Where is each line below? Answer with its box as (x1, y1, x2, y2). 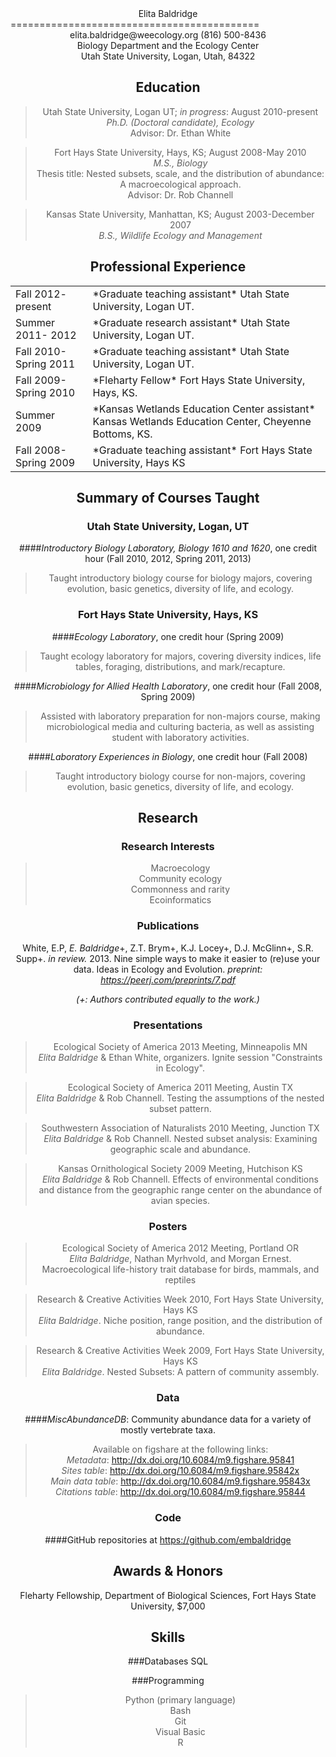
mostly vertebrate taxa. (119, 1424, 217, 1436)
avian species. (150, 1194, 210, 1206)
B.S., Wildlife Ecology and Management (98, 229, 263, 241)
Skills (150, 1628, 186, 1646)
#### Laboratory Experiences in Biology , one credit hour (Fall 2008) (28, 750, 308, 762)
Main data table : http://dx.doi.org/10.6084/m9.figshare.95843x (50, 1475, 311, 1487)
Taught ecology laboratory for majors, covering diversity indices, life (39, 650, 322, 662)
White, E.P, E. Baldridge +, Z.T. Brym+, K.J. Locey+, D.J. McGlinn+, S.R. (22, 942, 314, 954)
